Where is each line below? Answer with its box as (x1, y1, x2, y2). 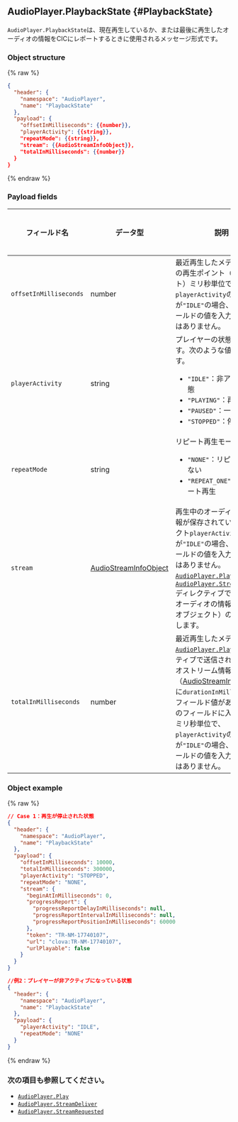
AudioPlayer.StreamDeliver (17, 1101, 98, 1108)
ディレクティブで (175, 588, 232, 598)
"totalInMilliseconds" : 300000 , (20, 866, 115, 873)
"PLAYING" (187, 396, 221, 404)
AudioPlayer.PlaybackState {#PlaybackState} (7, 6, 214, 18)
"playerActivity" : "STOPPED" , (20, 872, 110, 879)
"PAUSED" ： (187, 405, 225, 415)
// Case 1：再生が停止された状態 (7, 813, 94, 820)
